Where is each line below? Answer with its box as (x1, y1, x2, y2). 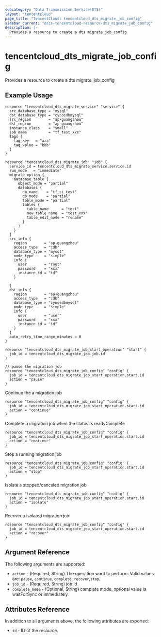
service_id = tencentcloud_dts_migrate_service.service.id (9, 164, 131, 169)
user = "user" (17, 313, 62, 318)
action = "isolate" (9, 500, 49, 505)
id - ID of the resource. (12, 628, 59, 634)
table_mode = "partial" (22, 198, 70, 203)
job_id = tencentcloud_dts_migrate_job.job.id (9, 351, 105, 356)
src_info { (9, 236, 32, 241)
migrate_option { (9, 172, 45, 177)
